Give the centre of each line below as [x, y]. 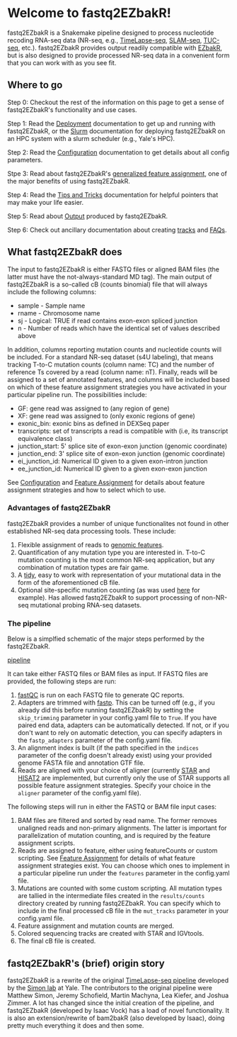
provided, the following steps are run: [62, 681]
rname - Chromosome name [59, 313]
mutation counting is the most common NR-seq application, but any [116, 560]
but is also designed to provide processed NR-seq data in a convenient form [118, 55]
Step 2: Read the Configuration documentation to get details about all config [118, 152]
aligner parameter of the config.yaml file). [79, 793]
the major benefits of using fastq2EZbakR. [69, 181]
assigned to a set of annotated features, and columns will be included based [118, 379]
